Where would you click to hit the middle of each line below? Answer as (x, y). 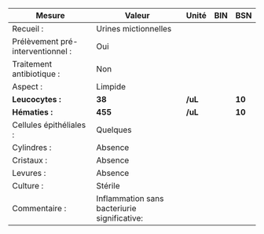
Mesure (50, 15)
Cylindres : (32, 147)
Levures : (29, 173)
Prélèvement (35, 41)
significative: (120, 218)
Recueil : (28, 29)
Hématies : (33, 112)
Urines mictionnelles (134, 29)
